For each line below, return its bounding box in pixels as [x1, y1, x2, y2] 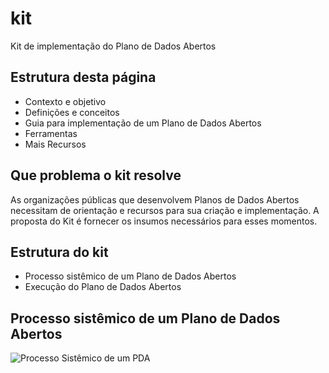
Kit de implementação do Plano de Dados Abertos [10, 40, 217, 52]
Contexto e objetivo [24, 95, 107, 107]
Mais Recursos [24, 138, 87, 150]
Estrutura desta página [10, 69, 157, 86]
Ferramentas [24, 127, 78, 139]
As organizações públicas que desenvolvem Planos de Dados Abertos [10, 193, 300, 206]
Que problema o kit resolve [10, 167, 182, 184]
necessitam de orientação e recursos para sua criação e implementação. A [10, 204, 320, 216]
